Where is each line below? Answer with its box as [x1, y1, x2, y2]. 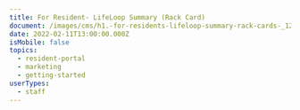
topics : [9, 46, 38, 55]
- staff [17, 87, 46, 96]
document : [9, 21, 46, 30]
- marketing [17, 63, 62, 72]
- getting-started [17, 71, 87, 80]
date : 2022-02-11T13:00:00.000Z [9, 29, 129, 38]
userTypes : [9, 79, 50, 88]
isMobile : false [9, 37, 70, 47]
